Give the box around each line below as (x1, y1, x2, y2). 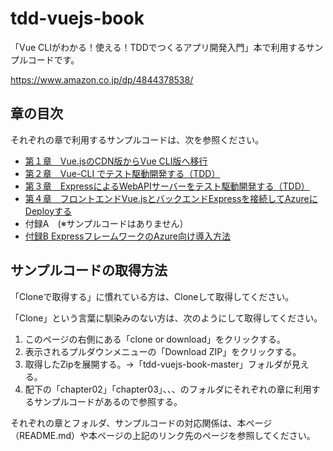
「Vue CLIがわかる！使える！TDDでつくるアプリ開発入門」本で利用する (10, 41, 307, 53)
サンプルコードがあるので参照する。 (33, 395, 183, 407)
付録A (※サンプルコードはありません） (24, 217, 189, 229)
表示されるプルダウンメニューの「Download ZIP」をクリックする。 (24, 345, 302, 357)
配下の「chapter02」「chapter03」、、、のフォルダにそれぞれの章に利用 (24, 383, 312, 395)
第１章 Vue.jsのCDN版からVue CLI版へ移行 (24, 155, 208, 167)
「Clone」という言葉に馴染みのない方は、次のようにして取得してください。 (10, 312, 323, 324)
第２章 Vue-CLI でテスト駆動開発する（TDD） (24, 167, 221, 179)
